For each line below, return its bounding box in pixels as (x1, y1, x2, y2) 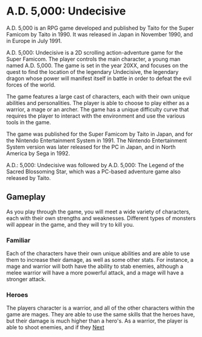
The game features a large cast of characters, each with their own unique (6, 93, 190, 100)
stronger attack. (6, 276, 47, 283)
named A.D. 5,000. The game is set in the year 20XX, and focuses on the (6, 62, 189, 69)
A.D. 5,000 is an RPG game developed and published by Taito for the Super (6, 24, 194, 32)
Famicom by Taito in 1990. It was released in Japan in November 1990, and (6, 30, 193, 38)
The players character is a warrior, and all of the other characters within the (6, 304, 195, 312)
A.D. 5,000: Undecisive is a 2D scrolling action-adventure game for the (6, 48, 183, 56)
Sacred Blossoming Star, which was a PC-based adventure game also (6, 168, 181, 175)
